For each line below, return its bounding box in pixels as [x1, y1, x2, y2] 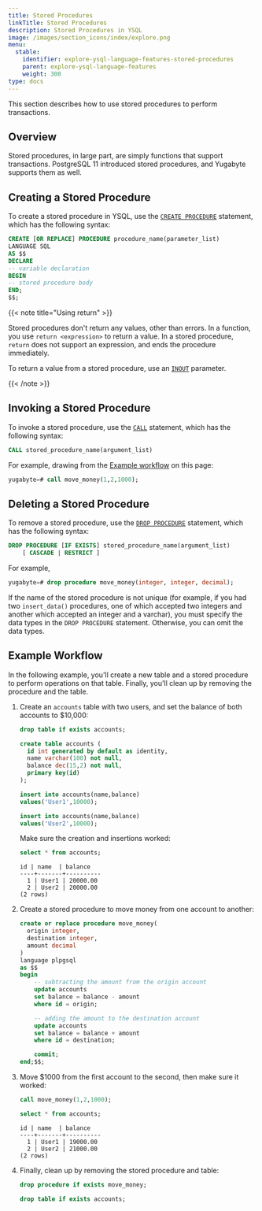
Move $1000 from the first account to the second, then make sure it [19, 1072, 239, 1082]
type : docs [8, 77, 44, 85]
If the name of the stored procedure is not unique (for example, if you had [8, 593, 247, 602]
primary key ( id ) [27, 769, 80, 777]
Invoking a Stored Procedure [8, 402, 151, 415]
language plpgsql [19, 956, 77, 965]
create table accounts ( [19, 739, 101, 748]
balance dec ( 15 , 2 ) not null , [27, 761, 123, 770]
